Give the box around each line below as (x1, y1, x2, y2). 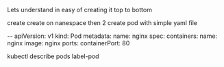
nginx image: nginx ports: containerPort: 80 (7, 39, 130, 47)
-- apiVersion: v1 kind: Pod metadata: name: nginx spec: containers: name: (7, 32, 218, 40)
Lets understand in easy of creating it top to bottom (7, 6, 153, 14)
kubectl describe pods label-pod (7, 52, 99, 60)
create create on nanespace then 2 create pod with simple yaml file (7, 19, 197, 26)
